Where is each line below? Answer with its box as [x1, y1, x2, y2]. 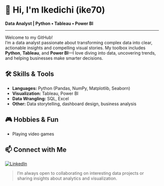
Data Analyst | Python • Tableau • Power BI [5, 20, 94, 26]
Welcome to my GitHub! [5, 34, 53, 40]
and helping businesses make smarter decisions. [5, 55, 103, 61]
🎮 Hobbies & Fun [5, 115, 59, 124]
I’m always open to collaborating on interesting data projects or [17, 170, 144, 176]
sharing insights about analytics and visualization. [17, 175, 117, 182]
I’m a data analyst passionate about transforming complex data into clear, [5, 39, 153, 45]
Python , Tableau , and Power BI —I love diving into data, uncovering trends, [5, 50, 156, 56]
